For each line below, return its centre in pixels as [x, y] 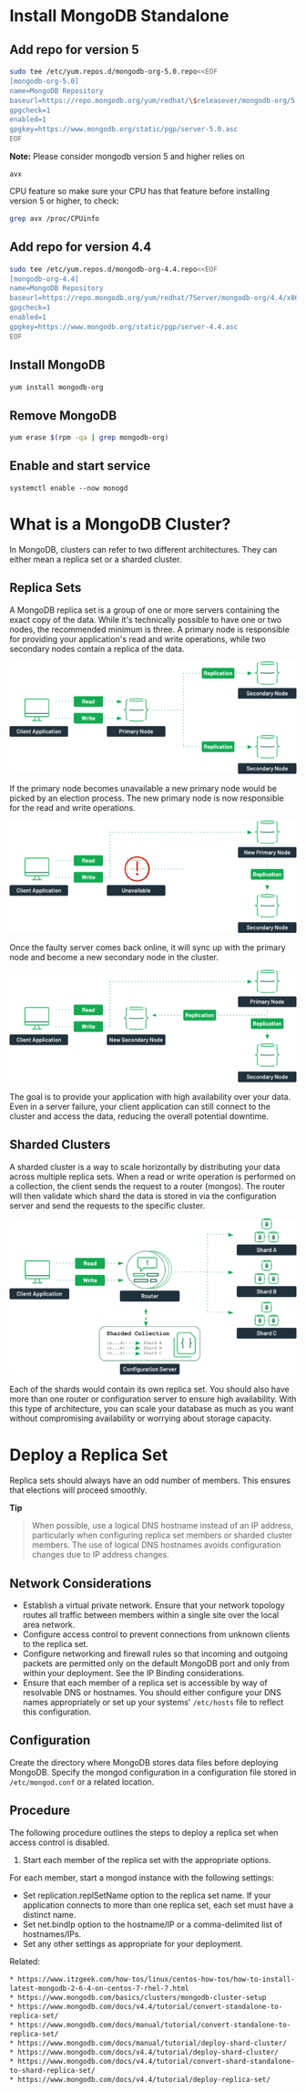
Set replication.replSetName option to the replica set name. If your [147, 1895]
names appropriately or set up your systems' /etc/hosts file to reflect [153, 1702]
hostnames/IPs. [52, 1933]
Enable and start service [80, 466]
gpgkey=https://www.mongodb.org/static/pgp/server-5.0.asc [124, 130]
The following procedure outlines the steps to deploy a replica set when [144, 1832]
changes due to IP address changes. [101, 1555]
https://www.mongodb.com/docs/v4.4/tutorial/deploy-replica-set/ [144, 2079]
